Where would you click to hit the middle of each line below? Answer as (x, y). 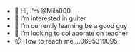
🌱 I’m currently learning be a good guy (70, 26)
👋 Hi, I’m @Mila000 (42, 11)
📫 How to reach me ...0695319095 (66, 41)
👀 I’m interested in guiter (50, 18)
